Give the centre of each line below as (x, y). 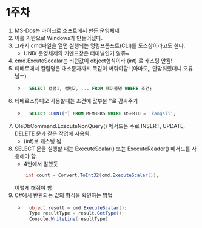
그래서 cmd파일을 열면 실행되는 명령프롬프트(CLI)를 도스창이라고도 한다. (100, 45)
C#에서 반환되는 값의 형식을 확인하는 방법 (63, 195)
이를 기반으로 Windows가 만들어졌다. (59, 38)
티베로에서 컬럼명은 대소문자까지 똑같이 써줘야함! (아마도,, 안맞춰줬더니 (98, 68)
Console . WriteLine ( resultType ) (69, 219)
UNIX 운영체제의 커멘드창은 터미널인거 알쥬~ (76, 53)
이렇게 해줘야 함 (33, 187)
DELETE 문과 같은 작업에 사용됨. (53, 133)
